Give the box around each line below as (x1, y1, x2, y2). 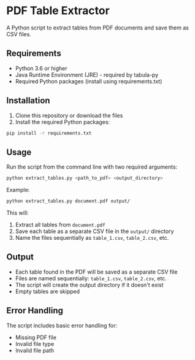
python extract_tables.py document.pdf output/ (6, 198, 131, 204)
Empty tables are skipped (15, 288, 80, 295)
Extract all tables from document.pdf (15, 221, 105, 228)
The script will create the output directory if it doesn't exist (15, 281, 164, 288)
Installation (6, 96, 50, 106)
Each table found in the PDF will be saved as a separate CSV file (15, 268, 178, 275)
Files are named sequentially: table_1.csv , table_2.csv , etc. (15, 274, 167, 282)
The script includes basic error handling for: (6, 321, 118, 329)
